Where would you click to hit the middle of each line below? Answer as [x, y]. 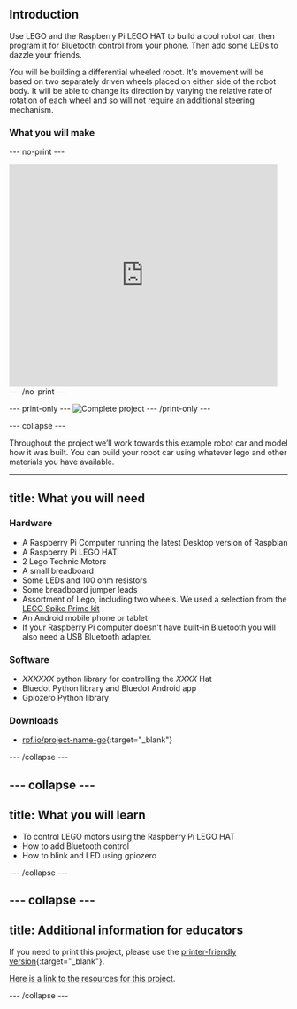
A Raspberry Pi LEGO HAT [69, 552]
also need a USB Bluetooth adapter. [87, 636]
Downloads [34, 721]
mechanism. [31, 109]
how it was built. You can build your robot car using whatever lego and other [148, 453]
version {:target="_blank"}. [57, 961]
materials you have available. [62, 462]
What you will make [52, 132]
